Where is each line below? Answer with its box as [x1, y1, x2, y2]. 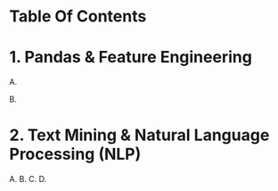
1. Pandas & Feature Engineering [9, 47, 252, 68]
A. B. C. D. [9, 174, 47, 185]
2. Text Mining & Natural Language [9, 125, 270, 145]
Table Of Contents [9, 6, 147, 27]
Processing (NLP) [9, 145, 142, 164]
